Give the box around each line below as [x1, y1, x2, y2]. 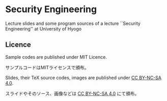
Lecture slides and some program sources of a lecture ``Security [5, 20, 141, 26]
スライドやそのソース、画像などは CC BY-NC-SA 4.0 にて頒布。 [5, 90, 140, 96]
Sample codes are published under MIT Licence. [5, 54, 107, 60]
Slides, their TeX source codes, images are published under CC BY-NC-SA [5, 75, 162, 81]
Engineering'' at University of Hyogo [5, 25, 82, 31]
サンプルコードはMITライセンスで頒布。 [5, 64, 89, 71]
